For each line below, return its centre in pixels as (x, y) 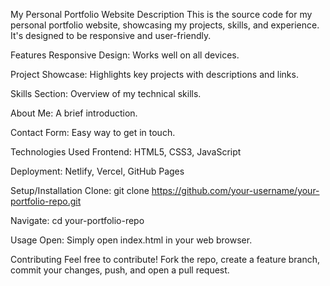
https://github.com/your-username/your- (235, 190)
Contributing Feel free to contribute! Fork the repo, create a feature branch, (165, 259)
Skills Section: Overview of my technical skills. (106, 93)
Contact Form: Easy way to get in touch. (93, 132)
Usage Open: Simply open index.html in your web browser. (131, 240)
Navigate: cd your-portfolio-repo (77, 220)
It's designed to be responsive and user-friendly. (111, 35)
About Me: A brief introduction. (74, 113)
